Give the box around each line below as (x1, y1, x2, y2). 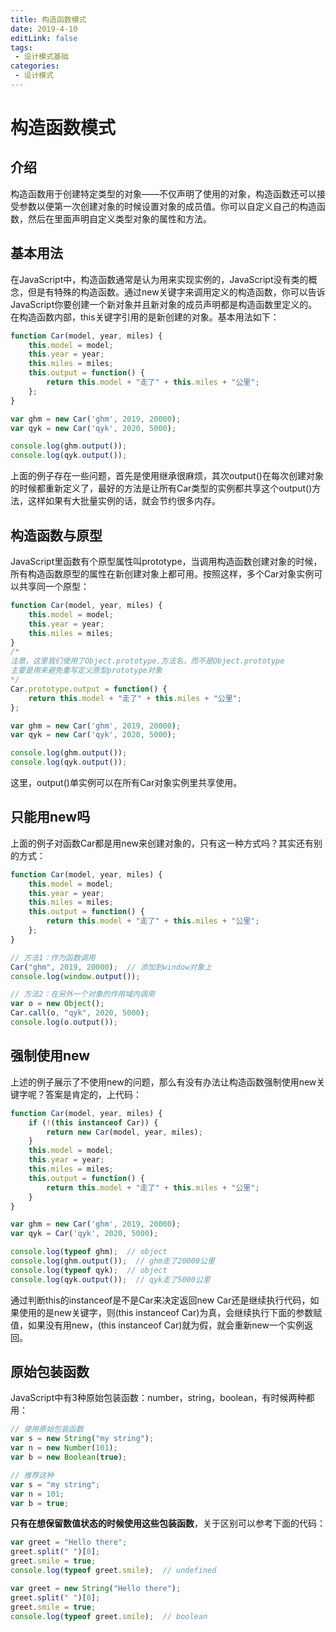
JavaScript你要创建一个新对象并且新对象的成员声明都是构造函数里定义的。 (10, 298, 318, 310)
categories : (10, 61, 60, 71)
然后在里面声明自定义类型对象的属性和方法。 (27, 212, 212, 225)
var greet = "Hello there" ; (10, 1537, 128, 1548)
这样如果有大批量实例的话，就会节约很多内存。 (27, 495, 221, 507)
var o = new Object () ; (10, 999, 105, 1009)
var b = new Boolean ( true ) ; (10, 1452, 128, 1463)
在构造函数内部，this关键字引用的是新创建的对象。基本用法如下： (10, 311, 280, 323)
